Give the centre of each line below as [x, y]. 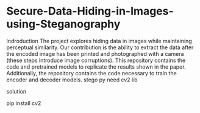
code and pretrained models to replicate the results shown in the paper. [96, 67]
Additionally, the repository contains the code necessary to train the [91, 73]
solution [16, 91]
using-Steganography [63, 24]
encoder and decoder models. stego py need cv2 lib [72, 80]
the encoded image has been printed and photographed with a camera [95, 53]
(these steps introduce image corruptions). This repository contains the [96, 60]
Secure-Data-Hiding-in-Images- [90, 11]
